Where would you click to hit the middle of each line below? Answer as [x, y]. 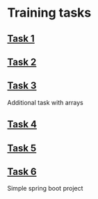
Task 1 [21, 39]
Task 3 [22, 86]
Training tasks [49, 13]
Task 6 [22, 172]
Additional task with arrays [45, 102]
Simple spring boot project [45, 189]
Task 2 [22, 62]
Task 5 [22, 148]
